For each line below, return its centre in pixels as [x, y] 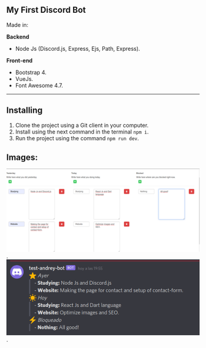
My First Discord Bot [46, 10]
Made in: [17, 25]
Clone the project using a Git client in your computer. [82, 125]
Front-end [19, 60]
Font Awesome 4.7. [39, 85]
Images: [22, 158]
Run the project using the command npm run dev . [77, 138]
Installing [25, 111]
